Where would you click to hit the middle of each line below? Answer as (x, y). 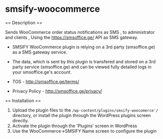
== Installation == (23, 100)
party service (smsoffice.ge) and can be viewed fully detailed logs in (82, 67)
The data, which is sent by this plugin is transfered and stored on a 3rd (84, 61)
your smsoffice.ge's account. (42, 72)
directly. (20, 120)
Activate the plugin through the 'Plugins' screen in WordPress (75, 126)
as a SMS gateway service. (40, 52)
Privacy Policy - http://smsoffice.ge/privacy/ (57, 91)
